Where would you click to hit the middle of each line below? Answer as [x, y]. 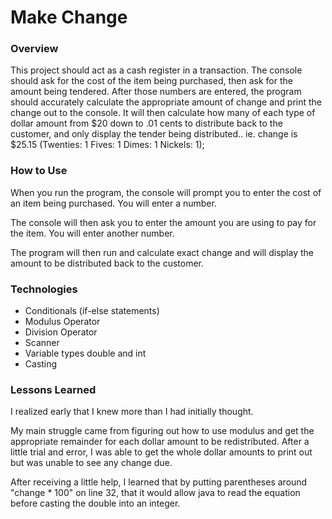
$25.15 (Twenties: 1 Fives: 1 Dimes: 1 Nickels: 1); [107, 145]
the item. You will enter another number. [92, 233]
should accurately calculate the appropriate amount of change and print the [166, 102]
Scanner [42, 343]
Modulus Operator [62, 322]
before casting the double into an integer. [95, 503]
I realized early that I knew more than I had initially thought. [132, 412]
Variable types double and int [85, 353]
